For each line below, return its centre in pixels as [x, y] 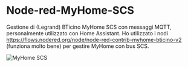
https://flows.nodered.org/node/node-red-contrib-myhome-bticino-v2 [94, 39]
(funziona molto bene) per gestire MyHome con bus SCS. [78, 46]
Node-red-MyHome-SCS [70, 10]
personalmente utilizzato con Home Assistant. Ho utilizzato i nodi [87, 33]
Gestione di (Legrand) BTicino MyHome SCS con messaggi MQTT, [89, 27]
